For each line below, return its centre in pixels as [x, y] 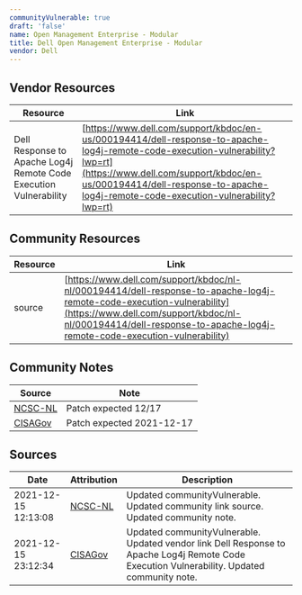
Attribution [94, 480]
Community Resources [75, 239]
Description [207, 480]
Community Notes [62, 368]
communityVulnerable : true [60, 18]
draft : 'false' [38, 26]
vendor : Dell [34, 51]
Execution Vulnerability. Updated [195, 566]
